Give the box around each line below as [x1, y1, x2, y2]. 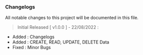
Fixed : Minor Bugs [12, 45, 51, 51]
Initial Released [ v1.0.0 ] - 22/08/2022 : [17, 24, 99, 30]
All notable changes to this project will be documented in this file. [5, 15, 139, 21]
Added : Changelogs [12, 34, 55, 40]
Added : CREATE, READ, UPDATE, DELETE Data [12, 39, 109, 45]
